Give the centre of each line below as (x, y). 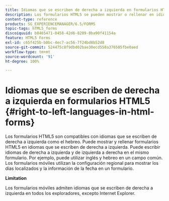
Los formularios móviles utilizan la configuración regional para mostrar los (82, 163)
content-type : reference (31, 19)
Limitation (16, 178)
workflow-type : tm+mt (28, 52)
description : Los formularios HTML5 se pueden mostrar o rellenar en (80, 15)
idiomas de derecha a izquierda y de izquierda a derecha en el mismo (77, 153)
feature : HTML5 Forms (28, 38)
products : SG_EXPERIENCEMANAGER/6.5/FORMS (50, 24)
